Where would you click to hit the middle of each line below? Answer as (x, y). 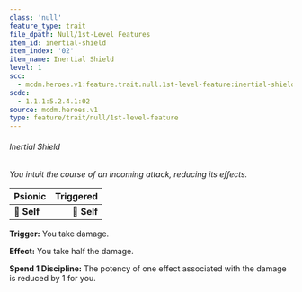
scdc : (19, 93)
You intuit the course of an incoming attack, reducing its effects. (129, 174)
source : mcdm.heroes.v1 (54, 110)
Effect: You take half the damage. (72, 252)
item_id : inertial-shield (58, 43)
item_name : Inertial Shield (62, 59)
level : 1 (26, 68)
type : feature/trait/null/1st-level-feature (94, 118)
